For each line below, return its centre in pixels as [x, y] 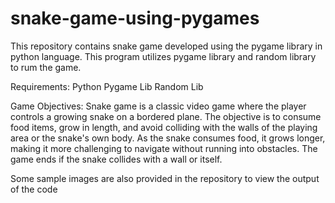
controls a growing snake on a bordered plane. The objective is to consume [166, 116]
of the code [34, 189]
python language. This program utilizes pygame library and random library [163, 56]
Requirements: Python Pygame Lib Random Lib [107, 86]
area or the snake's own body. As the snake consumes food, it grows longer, [168, 138]
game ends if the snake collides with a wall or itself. [116, 159]
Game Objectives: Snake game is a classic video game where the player [158, 106]
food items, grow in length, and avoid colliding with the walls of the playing [164, 127]
